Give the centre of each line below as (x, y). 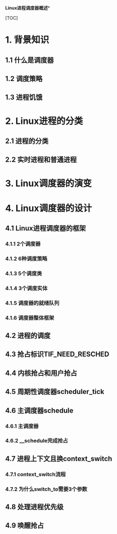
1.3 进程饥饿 (24, 97)
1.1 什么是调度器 (30, 60)
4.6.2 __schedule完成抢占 (37, 441)
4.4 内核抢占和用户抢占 (41, 373)
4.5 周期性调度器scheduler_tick (55, 392)
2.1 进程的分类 (27, 141)
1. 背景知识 (27, 40)
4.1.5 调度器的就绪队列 (32, 303)
